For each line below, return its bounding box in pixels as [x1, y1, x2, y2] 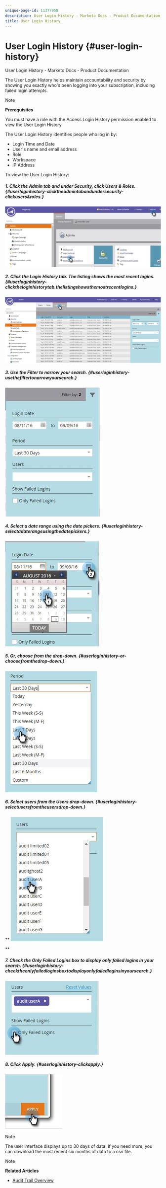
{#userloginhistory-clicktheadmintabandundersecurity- [5, 188, 124, 194]
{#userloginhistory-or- [78, 653, 127, 659]
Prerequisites [5, 107, 34, 113]
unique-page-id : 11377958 [5, 8, 58, 13]
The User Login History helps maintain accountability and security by [5, 77, 146, 83]
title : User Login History [5, 18, 61, 23]
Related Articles [5, 1168, 39, 1174]
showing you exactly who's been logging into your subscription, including [5, 82, 155, 88]
